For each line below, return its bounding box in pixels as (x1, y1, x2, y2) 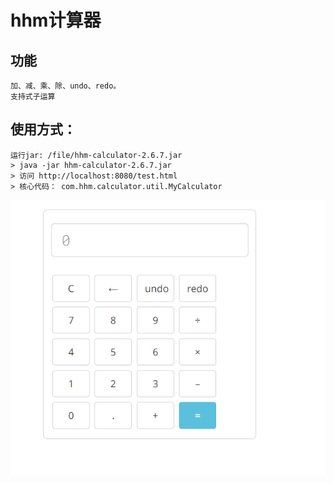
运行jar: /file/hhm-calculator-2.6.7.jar (10, 150, 183, 160)
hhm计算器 (10, 9, 102, 32)
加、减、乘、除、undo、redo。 (10, 81, 122, 91)
